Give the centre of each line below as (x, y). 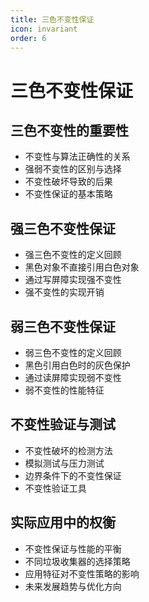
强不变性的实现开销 (64, 292)
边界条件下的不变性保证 (73, 475)
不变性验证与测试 (63, 424)
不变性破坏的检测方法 (68, 450)
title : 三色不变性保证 (52, 19)
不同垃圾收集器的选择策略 (77, 561)
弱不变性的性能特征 (64, 390)
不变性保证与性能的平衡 (73, 548)
